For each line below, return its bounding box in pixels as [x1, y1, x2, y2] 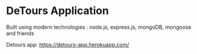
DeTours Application [6, 4, 109, 18]
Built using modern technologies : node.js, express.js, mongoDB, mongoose [6, 23, 192, 31]
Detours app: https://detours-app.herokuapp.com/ [6, 41, 129, 48]
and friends [6, 29, 34, 36]
